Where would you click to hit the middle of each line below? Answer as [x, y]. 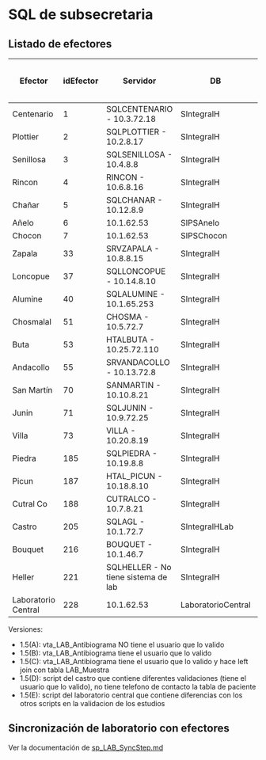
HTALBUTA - [130, 340]
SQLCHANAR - [134, 200]
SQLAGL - [125, 522]
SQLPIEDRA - [132, 453]
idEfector [81, 81]
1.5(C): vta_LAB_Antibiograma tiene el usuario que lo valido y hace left [134, 661]
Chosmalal [32, 322]
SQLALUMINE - [135, 294]
